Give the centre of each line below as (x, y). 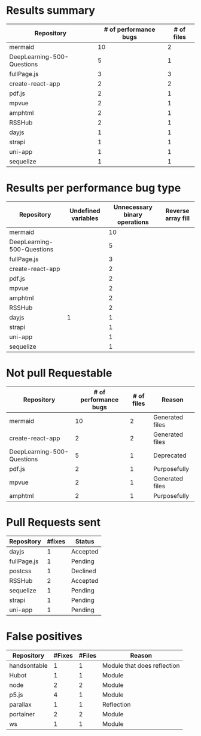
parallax (20, 704)
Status (85, 541)
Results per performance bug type (94, 188)
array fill (178, 218)
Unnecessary (133, 207)
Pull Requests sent (53, 522)
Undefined (85, 211)
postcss (20, 571)
